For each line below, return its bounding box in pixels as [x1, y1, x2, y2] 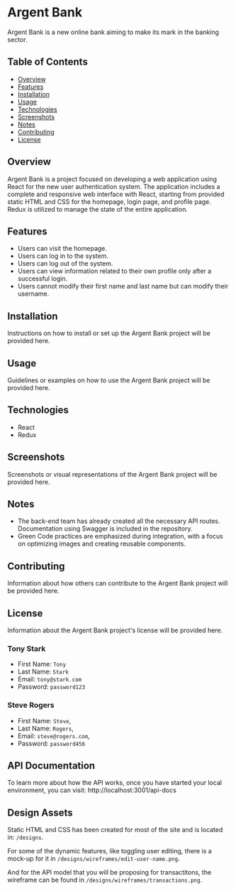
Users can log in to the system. [17, 252, 108, 260]
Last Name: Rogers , [17, 724, 74, 733]
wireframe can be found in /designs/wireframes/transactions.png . [7, 875, 203, 885]
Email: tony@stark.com [17, 675, 82, 684]
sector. [7, 35, 28, 43]
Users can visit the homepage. [17, 244, 108, 253]
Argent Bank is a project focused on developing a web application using [7, 175, 218, 183]
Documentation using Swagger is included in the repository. [17, 524, 193, 533]
